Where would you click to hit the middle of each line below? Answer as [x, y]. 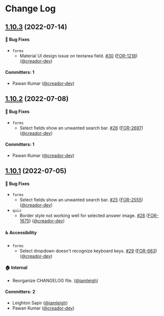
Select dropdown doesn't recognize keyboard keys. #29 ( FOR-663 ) [88, 251]
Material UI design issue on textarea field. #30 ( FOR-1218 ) [79, 55]
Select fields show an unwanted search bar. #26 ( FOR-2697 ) [81, 128]
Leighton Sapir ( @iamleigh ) [40, 303]
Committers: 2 [20, 292]
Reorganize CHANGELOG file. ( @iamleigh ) [55, 280]
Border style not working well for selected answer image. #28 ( [84, 215]
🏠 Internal [16, 267]
